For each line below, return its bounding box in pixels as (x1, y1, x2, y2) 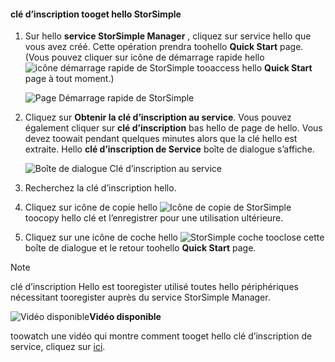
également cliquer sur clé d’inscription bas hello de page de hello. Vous (24, 122, 323, 134)
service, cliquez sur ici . (10, 341, 106, 353)
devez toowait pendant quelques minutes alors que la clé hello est (24, 133, 298, 145)
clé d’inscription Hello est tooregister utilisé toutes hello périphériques (10, 281, 299, 293)
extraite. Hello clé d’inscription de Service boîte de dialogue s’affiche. (24, 143, 315, 155)
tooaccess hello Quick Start (196, 62, 313, 74)
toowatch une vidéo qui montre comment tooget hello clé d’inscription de (10, 330, 313, 342)
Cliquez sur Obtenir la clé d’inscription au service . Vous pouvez (24, 111, 292, 124)
